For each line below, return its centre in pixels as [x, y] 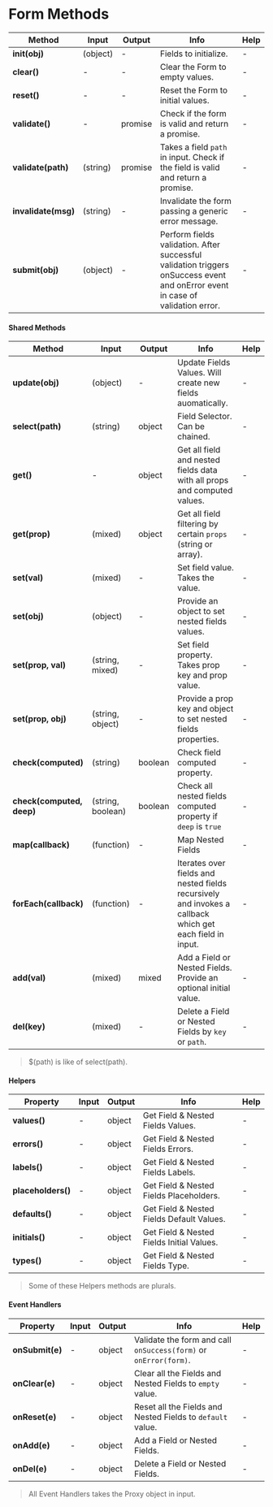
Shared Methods [37, 327]
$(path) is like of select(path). [78, 1062]
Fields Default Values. [184, 1219]
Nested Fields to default [181, 1417]
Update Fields [204, 362]
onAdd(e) [31, 1445]
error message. [189, 221]
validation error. [190, 305]
